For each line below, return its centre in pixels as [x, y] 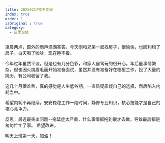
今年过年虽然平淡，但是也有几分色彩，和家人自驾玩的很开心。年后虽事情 [78, 63]
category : [15, 28]
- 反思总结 [19, 32]
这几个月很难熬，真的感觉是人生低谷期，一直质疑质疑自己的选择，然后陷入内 [83, 86]
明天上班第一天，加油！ [29, 136]
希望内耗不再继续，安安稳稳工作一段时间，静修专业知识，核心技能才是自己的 [83, 103]
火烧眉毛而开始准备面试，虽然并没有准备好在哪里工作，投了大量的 [93, 70]
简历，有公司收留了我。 [29, 76]
